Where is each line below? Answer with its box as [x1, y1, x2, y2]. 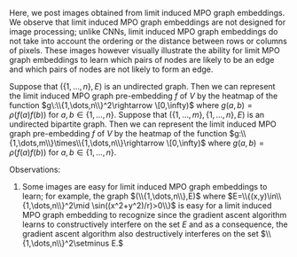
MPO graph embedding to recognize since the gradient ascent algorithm [21, 210, 287, 220]
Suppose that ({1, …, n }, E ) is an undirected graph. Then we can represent [9, 82, 276, 91]
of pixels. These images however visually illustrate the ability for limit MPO [9, 45, 281, 56]
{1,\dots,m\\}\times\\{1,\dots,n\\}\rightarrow [9, 137, 165, 148]
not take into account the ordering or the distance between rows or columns [9, 35, 288, 46]
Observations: [9, 164, 61, 175]
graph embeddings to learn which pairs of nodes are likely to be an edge [9, 55, 275, 65]
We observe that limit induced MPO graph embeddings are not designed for [9, 17, 286, 27]
